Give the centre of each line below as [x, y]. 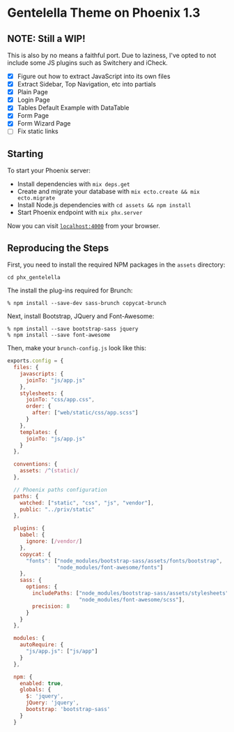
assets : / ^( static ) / [49, 471]
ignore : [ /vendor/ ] [54, 541]
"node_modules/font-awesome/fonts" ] [110, 567]
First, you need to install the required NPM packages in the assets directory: [116, 265]
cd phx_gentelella [34, 278]
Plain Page [33, 92]
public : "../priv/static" [57, 509]
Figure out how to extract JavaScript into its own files [94, 76]
